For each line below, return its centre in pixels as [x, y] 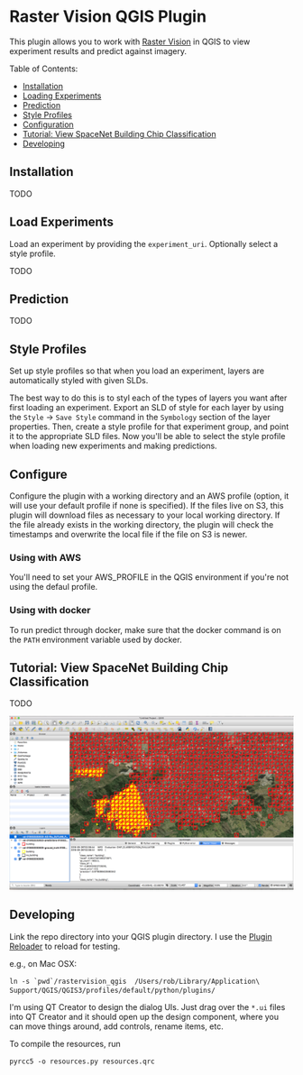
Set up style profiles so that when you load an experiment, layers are [137, 371]
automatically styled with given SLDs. [79, 381]
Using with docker [50, 611]
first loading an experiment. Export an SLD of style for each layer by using [147, 408]
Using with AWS [46, 557]
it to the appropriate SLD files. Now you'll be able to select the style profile [147, 436]
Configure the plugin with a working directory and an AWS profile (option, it [149, 496]
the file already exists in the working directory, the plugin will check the [142, 524]
